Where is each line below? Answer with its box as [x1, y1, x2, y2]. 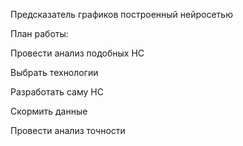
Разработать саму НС [10, 86, 104, 98]
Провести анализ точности [10, 125, 126, 136]
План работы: [10, 28, 69, 39]
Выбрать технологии [10, 67, 99, 78]
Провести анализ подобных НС [10, 47, 145, 59]
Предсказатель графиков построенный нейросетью [10, 9, 233, 20]
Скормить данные [10, 105, 88, 117]
